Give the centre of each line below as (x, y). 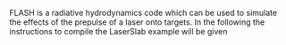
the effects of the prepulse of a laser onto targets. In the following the (137, 22)
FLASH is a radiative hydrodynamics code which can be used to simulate (143, 13)
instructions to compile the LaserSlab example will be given (118, 31)
